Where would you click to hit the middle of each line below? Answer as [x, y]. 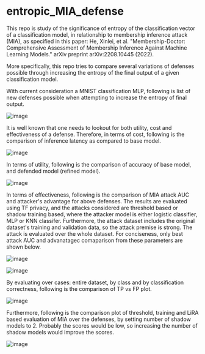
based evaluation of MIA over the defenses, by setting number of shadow [99, 319]
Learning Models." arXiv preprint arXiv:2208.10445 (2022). [80, 54]
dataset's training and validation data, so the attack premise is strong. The [99, 227]
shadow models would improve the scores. [60, 332]
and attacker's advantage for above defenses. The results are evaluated [97, 201]
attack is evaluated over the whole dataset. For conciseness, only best [95, 233]
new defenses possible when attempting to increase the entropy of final [97, 97]
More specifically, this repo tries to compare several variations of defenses [100, 66]
